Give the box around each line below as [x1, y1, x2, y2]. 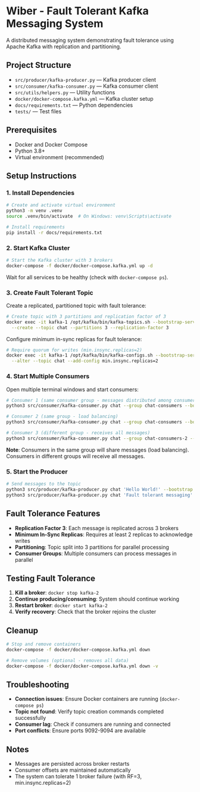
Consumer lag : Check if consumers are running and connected [14, 720, 171, 728]
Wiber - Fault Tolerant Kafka [6, 4, 149, 18]
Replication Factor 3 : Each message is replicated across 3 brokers [14, 524, 179, 531]
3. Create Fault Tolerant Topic [6, 288, 93, 296]
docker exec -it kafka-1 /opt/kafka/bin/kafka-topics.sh [6, 319, 151, 325]
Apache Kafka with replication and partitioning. [6, 43, 121, 50]
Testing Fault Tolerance [6, 573, 96, 583]
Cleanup [6, 625, 39, 636]
